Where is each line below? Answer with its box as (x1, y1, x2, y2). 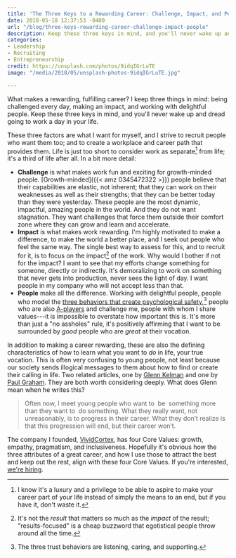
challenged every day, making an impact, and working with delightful (7, 102, 206, 110)
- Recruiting (7, 50, 46, 57)
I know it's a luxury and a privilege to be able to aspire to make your (17, 486, 214, 494)
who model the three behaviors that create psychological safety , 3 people (17, 296, 229, 306)
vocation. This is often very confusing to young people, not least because (7, 356, 221, 364)
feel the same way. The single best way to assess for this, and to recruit (17, 243, 225, 251)
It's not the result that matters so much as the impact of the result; (17, 514, 209, 523)
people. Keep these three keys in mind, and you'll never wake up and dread (7, 110, 225, 118)
